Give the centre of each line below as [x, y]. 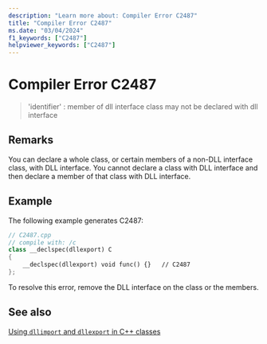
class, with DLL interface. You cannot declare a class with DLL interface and [133, 167]
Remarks [31, 140]
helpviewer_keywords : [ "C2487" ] [62, 45]
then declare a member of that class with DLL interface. [100, 176]
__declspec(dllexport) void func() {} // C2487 [107, 265]
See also [30, 313]
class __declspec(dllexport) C [60, 250]
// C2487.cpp [30, 235]
